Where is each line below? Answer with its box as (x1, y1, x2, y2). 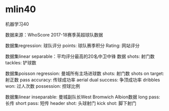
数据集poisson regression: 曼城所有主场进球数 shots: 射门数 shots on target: (5, 70, 164, 77)
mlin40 (5, 4, 36, 15)
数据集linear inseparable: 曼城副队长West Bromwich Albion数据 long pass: (5, 94, 160, 100)
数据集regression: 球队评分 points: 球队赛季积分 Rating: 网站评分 (5, 42, 140, 49)
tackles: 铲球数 (5, 59, 37, 65)
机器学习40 (5, 21, 29, 27)
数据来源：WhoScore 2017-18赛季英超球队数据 (5, 31, 103, 38)
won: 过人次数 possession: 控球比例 (5, 83, 80, 89)
